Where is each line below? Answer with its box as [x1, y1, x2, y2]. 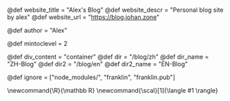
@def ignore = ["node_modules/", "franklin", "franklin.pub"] [7, 73, 175, 81]
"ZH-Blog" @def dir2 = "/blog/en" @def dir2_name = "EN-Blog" [7, 60, 188, 68]
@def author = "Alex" [7, 27, 67, 34]
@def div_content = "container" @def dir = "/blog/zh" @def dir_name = [7, 53, 209, 61]
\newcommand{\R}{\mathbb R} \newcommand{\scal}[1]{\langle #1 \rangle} [7, 87, 218, 94]
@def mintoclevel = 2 [7, 40, 68, 47]
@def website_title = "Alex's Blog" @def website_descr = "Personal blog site [7, 6, 224, 14]
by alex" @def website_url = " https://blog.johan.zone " [7, 13, 160, 21]
